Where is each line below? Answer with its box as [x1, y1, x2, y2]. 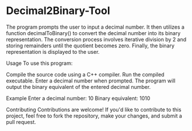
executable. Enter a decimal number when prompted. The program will [6, 77, 176, 84]
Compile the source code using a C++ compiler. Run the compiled [6, 71, 165, 78]
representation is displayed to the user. [6, 48, 100, 55]
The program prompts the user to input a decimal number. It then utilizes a [6, 23, 185, 30]
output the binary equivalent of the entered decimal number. [6, 83, 151, 90]
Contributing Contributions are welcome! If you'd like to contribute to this [6, 106, 182, 113]
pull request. [6, 118, 36, 125]
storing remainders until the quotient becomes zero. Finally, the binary [6, 42, 175, 49]
